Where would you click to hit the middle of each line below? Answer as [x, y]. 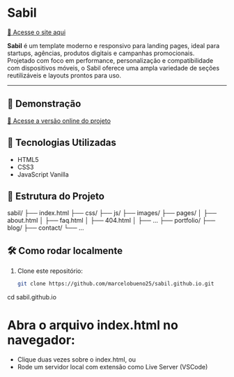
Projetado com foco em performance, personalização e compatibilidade [110, 60]
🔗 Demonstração [44, 104]
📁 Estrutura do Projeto [56, 196]
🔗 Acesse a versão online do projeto [59, 121]
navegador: [41, 340]
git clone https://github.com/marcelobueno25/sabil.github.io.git [116, 284]
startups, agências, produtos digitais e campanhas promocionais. [101, 53]
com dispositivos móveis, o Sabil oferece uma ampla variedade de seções [114, 68]
